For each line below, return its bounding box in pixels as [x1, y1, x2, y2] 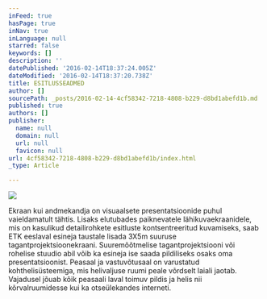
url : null [15, 139, 48, 147]
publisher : [8, 117, 45, 125]
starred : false [8, 42, 60, 50]
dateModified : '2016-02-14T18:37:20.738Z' [8, 72, 153, 80]
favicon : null [15, 147, 63, 155]
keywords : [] [8, 49, 52, 57]
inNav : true [8, 27, 48, 35]
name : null [15, 124, 52, 132]
